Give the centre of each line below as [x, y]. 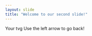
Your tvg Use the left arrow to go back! [45, 28]
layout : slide [20, 10]
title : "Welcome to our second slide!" [46, 14]
